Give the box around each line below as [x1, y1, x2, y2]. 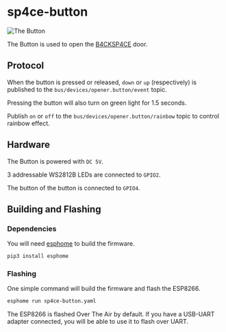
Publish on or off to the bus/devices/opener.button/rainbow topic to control [7, 112, 219, 120]
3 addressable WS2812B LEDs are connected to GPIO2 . [7, 170, 161, 179]
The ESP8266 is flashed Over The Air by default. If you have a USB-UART [7, 310, 215, 318]
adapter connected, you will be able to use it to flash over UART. [7, 318, 189, 326]
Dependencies [7, 224, 57, 233]
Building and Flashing [7, 203, 101, 215]
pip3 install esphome [7, 253, 69, 260]
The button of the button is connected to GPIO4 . [7, 183, 140, 192]
